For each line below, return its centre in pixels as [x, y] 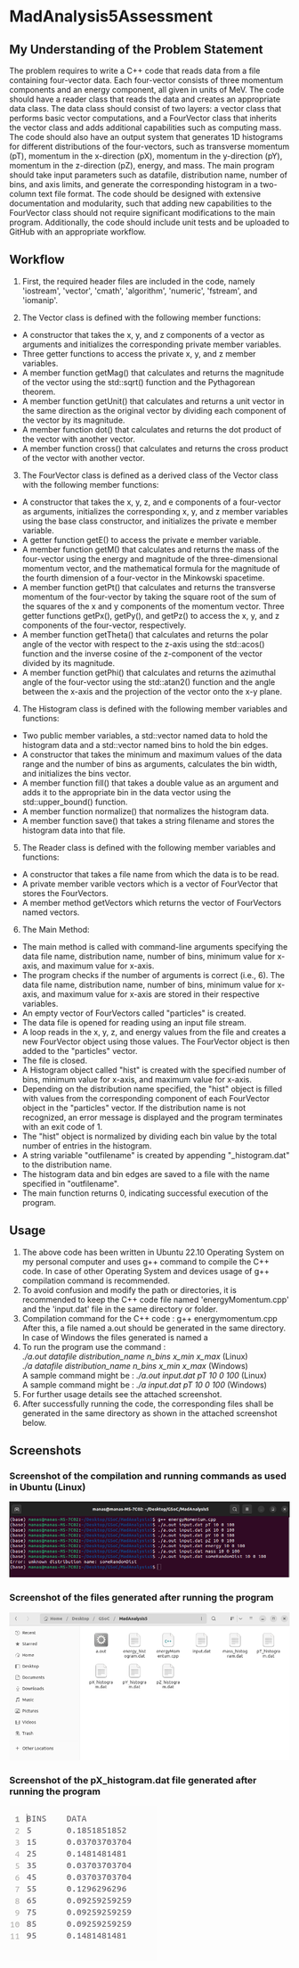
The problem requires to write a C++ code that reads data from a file [135, 70]
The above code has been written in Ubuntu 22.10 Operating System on [153, 1252]
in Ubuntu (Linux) [48, 1486]
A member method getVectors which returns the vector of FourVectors [152, 902]
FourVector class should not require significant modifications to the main [142, 213]
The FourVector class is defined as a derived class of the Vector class [150, 475]
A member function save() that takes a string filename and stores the [148, 820]
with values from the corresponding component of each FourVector [146, 1098]
